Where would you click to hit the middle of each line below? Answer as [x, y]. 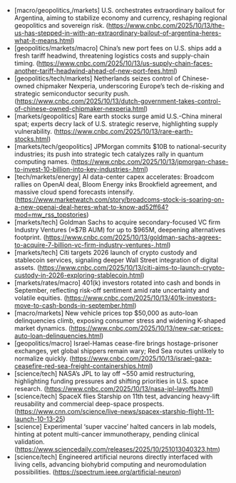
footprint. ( [30, 237]
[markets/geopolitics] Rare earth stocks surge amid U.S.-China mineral [118, 116]
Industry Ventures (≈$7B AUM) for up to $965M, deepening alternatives [120, 230]
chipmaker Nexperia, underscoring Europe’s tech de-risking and [130, 86]
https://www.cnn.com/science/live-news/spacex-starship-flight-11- [116, 411]
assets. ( [27, 268]
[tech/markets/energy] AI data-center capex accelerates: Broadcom [114, 177]
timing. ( [26, 63]
